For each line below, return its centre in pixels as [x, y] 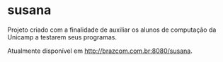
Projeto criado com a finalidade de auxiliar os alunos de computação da [112, 30]
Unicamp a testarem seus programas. [62, 37]
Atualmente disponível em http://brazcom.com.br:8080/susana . [100, 51]
